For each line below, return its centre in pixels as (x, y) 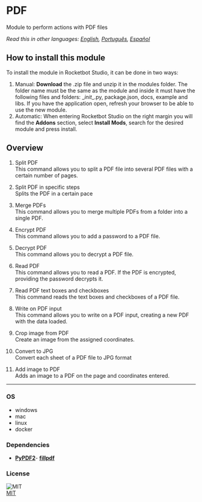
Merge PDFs (30, 205)
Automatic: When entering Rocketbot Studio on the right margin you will (104, 116)
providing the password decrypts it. (59, 279)
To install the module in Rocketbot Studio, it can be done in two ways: (92, 72)
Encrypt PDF (31, 229)
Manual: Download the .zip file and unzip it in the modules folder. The (101, 84)
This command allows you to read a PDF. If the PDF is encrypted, (95, 272)
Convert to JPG (34, 351)
